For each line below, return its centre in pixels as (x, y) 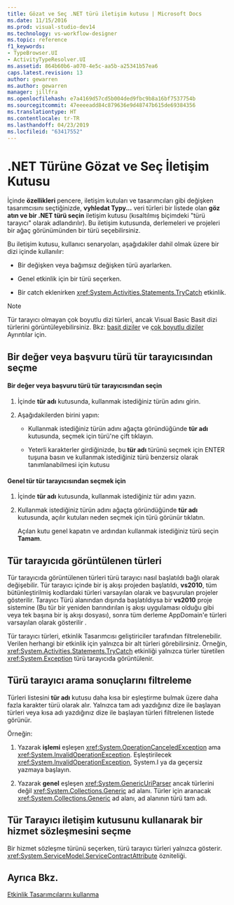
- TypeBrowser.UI (33, 53)
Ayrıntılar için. (27, 335)
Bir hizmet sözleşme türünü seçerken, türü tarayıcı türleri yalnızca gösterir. (115, 848)
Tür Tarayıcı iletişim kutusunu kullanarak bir (105, 820)
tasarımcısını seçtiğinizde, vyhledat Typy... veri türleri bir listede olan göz (114, 208)
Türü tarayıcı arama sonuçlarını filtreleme (99, 680)
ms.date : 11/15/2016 (37, 20)
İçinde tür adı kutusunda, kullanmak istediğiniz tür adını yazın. (106, 496)
